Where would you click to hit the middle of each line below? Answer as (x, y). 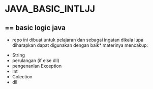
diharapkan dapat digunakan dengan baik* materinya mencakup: (80, 45)
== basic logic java (35, 28)
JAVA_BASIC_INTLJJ (50, 9)
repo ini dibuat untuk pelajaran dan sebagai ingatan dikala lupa (78, 40)
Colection (22, 77)
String (19, 55)
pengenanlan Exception (37, 66)
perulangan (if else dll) (36, 61)
